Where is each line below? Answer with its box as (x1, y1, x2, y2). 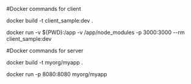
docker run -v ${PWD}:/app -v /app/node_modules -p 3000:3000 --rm (6, 29, 185, 36)
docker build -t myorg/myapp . (6, 59, 84, 66)
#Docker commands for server (6, 47, 84, 54)
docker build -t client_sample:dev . (6, 17, 93, 24)
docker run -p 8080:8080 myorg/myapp (6, 71, 107, 78)
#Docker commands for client (6, 5, 81, 12)
